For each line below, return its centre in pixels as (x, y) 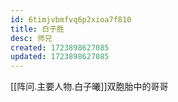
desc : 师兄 (31, 38)
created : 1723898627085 (60, 47)
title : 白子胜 (37, 29)
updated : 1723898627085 (60, 57)
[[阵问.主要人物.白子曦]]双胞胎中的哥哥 (89, 87)
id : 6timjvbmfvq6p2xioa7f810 (71, 19)
